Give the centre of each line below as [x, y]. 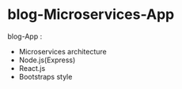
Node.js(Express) [47, 60]
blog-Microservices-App [91, 15]
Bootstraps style [45, 76]
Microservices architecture [63, 51]
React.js [32, 68]
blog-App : [25, 36]
